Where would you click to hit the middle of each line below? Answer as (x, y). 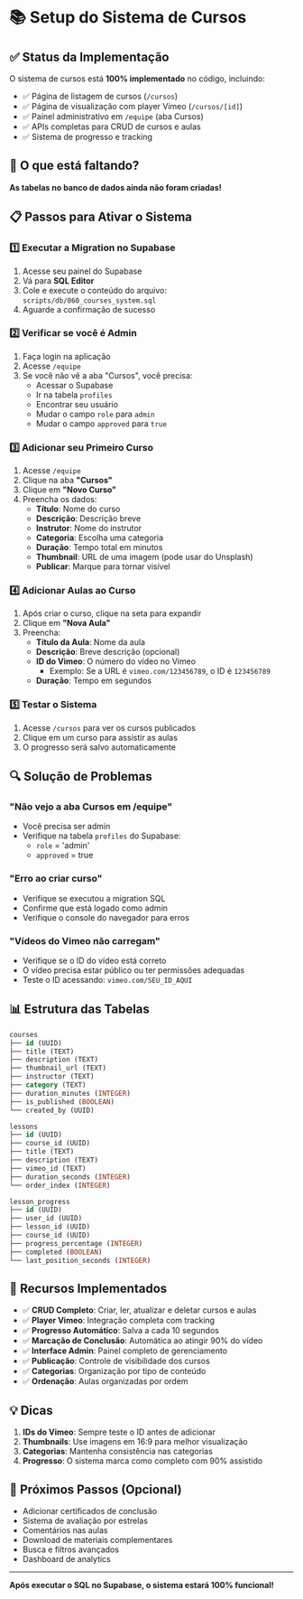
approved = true (64, 856)
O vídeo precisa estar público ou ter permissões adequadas (133, 970)
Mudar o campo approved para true (101, 423)
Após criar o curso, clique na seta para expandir (112, 613)
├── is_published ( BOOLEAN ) (62, 1102)
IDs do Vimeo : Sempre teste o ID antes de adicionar (119, 1432)
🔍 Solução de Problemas (81, 776)
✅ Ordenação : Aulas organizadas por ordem (105, 1381)
